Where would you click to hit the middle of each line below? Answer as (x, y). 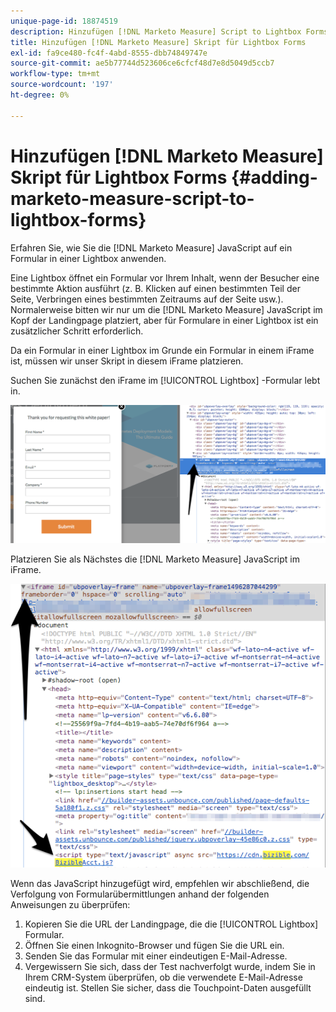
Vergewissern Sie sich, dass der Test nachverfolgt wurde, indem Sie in (170, 967)
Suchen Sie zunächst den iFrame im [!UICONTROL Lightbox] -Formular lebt (165, 380)
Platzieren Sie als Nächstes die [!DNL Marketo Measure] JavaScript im (155, 559)
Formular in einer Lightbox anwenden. (88, 258)
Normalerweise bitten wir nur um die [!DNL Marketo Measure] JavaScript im (166, 309)
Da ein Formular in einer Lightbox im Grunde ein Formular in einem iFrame (162, 350)
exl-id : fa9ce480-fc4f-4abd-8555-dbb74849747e (109, 53)
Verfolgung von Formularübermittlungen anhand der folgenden (140, 894)
